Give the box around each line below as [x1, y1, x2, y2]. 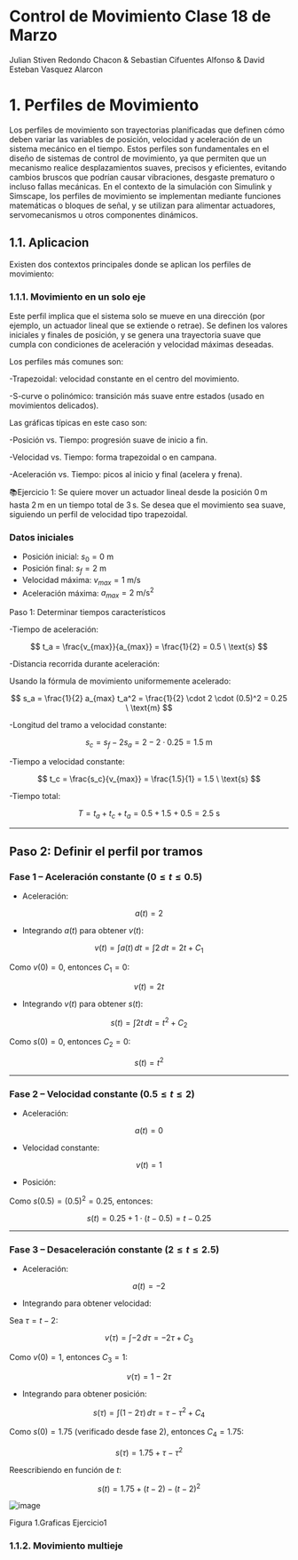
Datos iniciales [9, 531, 74, 543]
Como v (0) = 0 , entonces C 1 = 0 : [9, 962, 130, 974]
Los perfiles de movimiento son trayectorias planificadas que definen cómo [9, 124, 286, 135]
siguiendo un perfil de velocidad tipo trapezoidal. [9, 508, 188, 519]
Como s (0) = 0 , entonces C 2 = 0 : [9, 1036, 131, 1050]
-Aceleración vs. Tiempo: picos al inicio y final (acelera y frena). [9, 468, 243, 479]
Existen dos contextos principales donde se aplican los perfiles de [9, 259, 251, 269]
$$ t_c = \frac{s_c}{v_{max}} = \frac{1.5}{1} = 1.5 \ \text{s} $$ [36, 773, 262, 784]
